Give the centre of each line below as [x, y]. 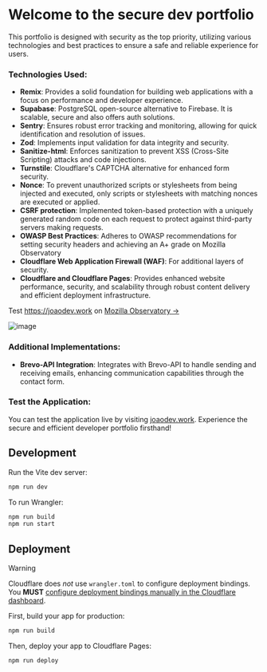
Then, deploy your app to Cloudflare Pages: [80, 646]
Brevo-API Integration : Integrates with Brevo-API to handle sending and [138, 364]
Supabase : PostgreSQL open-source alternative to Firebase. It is [126, 109]
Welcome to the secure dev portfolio [132, 15]
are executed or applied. [60, 202]
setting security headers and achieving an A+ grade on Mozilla [122, 244]
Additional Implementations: [65, 347]
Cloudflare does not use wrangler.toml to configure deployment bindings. [130, 583]
